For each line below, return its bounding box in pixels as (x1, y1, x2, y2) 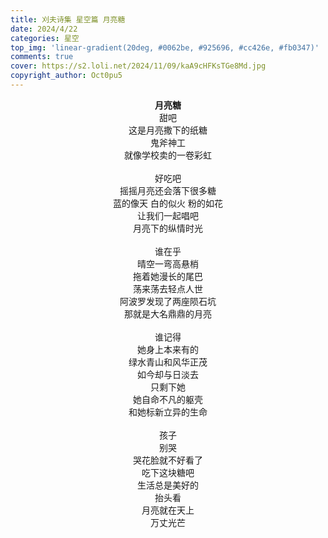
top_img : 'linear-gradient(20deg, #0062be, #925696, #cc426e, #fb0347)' (10, 42, 320, 53)
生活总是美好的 (137, 479, 199, 491)
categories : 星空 (10, 33, 80, 43)
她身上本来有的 (137, 343, 199, 355)
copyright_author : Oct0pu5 (10, 71, 123, 81)
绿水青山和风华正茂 (128, 356, 208, 368)
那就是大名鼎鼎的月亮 (124, 307, 212, 320)
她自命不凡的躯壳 (133, 393, 203, 405)
